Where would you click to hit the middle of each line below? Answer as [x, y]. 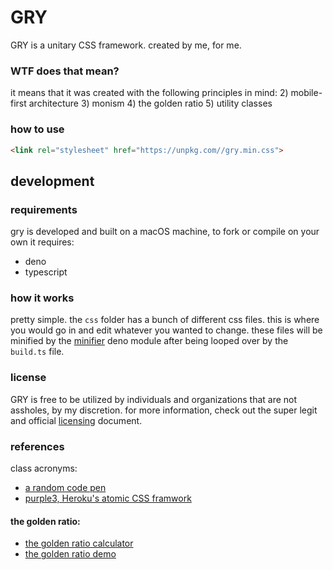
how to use [37, 129]
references [37, 446]
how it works [42, 298]
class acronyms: [44, 468]
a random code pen [65, 487]
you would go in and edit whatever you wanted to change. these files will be [166, 330]
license [28, 378]
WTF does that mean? [65, 71]
